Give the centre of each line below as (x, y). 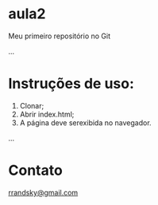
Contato (36, 170)
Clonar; (32, 105)
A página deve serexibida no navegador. (86, 122)
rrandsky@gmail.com (43, 192)
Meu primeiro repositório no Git (60, 36)
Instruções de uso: (71, 84)
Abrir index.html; (47, 114)
